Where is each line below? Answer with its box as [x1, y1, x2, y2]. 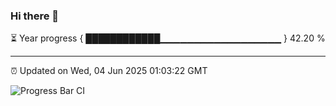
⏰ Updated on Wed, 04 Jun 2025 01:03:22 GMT [10, 65, 208, 77]
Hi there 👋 [10, 9, 60, 23]
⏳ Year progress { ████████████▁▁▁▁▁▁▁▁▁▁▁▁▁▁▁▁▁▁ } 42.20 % [10, 32, 326, 44]
